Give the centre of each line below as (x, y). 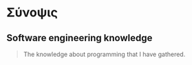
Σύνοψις (32, 13)
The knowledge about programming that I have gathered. (104, 54)
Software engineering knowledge (79, 38)
